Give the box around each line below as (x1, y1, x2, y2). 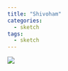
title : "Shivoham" (7, 10, 62, 18)
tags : (7, 30, 23, 38)
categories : (7, 17, 42, 24)
